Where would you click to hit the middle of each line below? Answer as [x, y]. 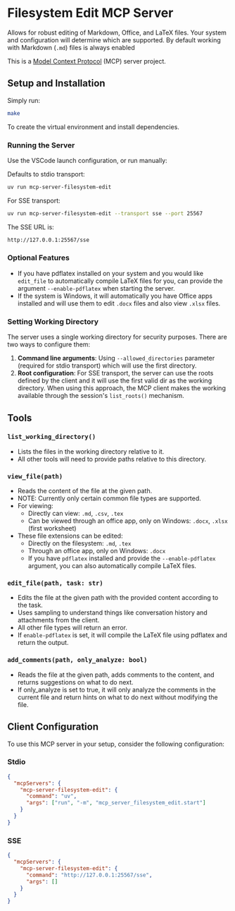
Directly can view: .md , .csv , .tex [76, 514]
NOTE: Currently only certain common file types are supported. [109, 498]
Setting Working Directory [53, 321]
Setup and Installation [56, 84]
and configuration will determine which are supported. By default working [114, 40]
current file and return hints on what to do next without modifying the [118, 697]
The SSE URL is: [31, 227]
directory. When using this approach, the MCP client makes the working [122, 388]
